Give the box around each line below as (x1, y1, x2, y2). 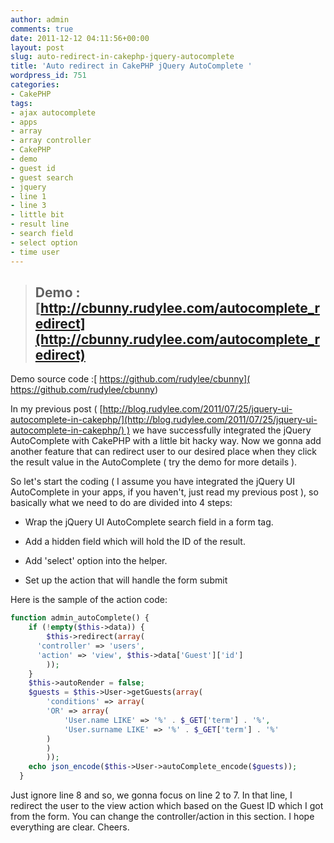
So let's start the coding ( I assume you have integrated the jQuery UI (10, 476, 295, 488)
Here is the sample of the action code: (10, 594, 168, 606)
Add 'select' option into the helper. (24, 555, 168, 567)
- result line (10, 219, 70, 230)
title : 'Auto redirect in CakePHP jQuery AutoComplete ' (10, 61, 253, 71)
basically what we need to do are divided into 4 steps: (10, 497, 233, 509)
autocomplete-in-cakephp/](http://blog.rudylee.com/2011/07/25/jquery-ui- (10, 414, 318, 426)
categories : (10, 80, 60, 90)
